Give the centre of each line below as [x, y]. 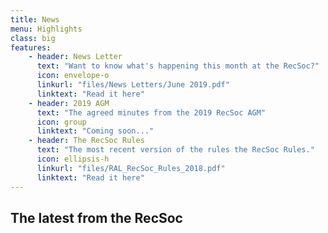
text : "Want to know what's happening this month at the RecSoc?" [178, 66]
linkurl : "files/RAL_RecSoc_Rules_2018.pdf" [131, 168]
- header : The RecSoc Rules [86, 141]
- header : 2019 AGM [69, 103]
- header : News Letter [75, 57]
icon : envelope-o [73, 76]
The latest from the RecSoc [96, 217]
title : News [35, 19]
